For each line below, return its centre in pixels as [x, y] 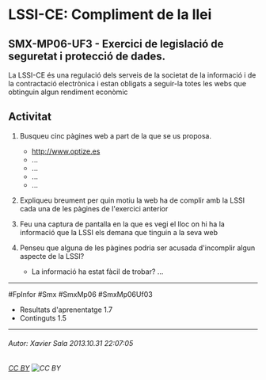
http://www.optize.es [66, 151]
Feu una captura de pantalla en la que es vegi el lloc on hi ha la [122, 224]
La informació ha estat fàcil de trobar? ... [97, 272]
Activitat [30, 117]
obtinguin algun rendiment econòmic [68, 92]
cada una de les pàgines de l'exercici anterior [94, 208]
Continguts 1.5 [43, 317]
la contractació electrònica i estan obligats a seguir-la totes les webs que [127, 84]
